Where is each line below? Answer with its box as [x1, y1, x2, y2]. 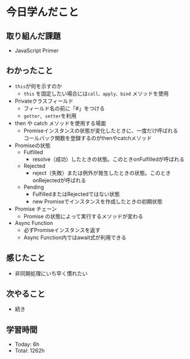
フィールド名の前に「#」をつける [23, 104, 105, 112]
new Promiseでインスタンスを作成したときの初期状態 [32, 198, 163, 205]
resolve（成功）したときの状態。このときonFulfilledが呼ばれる [32, 155, 185, 163]
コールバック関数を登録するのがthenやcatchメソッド [23, 134, 152, 141]
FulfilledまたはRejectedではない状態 [32, 190, 120, 198]
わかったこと [6, 66, 53, 76]
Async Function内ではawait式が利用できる [23, 234, 127, 241]
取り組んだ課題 [6, 31, 61, 41]
